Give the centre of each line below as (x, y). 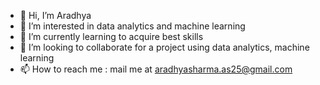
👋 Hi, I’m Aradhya (55, 15)
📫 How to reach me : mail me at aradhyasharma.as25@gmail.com (156, 69)
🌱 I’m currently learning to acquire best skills (111, 36)
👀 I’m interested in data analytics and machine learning (132, 26)
